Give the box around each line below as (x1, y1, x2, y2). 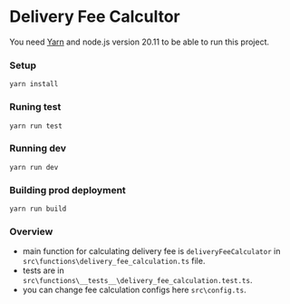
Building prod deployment (9, 183, 127, 196)
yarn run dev (9, 162, 59, 172)
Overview (9, 225, 53, 238)
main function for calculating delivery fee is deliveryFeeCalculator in (22, 246, 281, 257)
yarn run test (9, 121, 63, 131)
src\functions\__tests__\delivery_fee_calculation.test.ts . (22, 275, 253, 286)
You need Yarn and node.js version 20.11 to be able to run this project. (9, 36, 270, 47)
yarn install (9, 80, 59, 89)
